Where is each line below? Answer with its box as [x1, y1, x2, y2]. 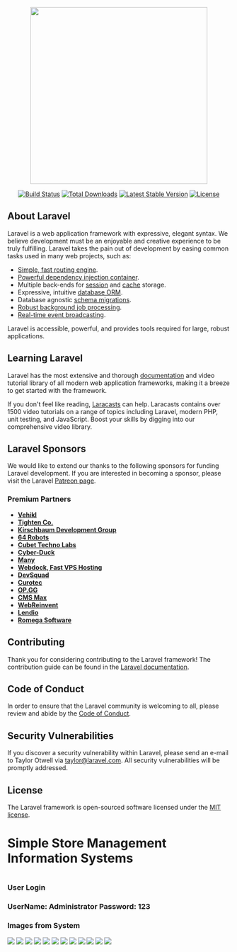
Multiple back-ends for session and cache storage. [17, 280, 166, 289]
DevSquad [17, 570, 50, 579]
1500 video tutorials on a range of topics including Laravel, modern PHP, [7, 407, 218, 415]
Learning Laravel [7, 352, 83, 365]
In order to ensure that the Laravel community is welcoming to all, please [7, 701, 219, 711]
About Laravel [7, 210, 71, 222]
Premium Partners [7, 494, 71, 504]
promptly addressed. [7, 764, 69, 772]
